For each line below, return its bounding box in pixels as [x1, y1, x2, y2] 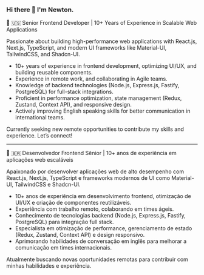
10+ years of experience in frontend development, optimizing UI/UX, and [15, 62, 197, 70]
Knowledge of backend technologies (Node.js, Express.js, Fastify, [15, 82, 180, 89]
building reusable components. [15, 69, 93, 76]
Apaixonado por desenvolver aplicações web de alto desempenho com [6, 168, 185, 175]
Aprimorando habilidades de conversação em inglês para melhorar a [15, 237, 187, 245]
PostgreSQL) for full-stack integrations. [15, 88, 114, 96]
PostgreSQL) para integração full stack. [15, 218, 114, 226]
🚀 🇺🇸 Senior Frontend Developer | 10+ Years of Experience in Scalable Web [6, 19, 197, 27]
